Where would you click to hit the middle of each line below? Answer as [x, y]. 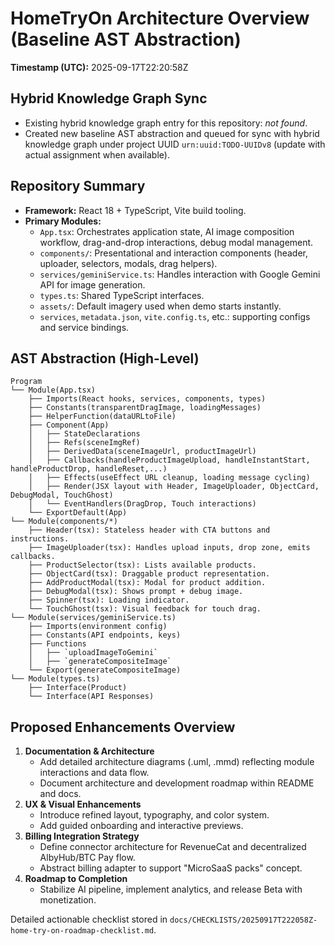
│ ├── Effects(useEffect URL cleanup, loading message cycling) [169, 478]
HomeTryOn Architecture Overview [160, 18]
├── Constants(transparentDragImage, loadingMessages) [145, 408]
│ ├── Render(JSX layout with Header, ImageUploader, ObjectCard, [174, 487]
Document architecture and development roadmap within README [177, 783]
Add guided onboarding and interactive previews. [141, 826]
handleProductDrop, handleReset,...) [89, 469]
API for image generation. [92, 284]
